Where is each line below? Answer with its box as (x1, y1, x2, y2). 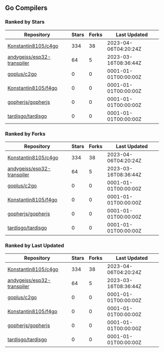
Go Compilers (5, 4, 48, 12)
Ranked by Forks (5, 130, 45, 137)
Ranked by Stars (5, 19, 45, 25)
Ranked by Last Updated (5, 242, 64, 248)
